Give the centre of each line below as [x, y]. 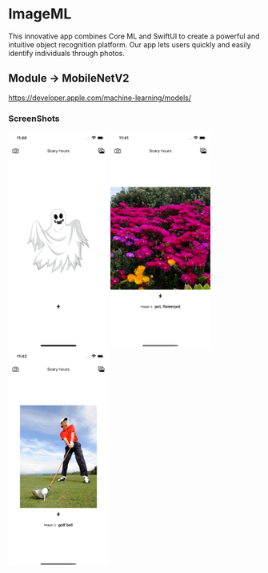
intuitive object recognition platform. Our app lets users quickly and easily [130, 44]
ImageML [40, 14]
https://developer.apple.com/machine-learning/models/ [100, 98]
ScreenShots [34, 119]
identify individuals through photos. [67, 53]
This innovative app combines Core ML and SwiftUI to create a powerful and [134, 36]
